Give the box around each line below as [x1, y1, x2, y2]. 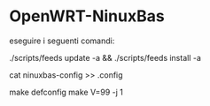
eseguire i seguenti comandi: [9, 35, 115, 46]
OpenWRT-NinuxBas [9, 6, 166, 26]
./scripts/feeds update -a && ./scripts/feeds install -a [9, 52, 202, 63]
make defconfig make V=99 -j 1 [9, 87, 124, 97]
